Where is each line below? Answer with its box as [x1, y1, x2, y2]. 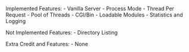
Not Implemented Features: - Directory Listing [5, 29, 118, 36]
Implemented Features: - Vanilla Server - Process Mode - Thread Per [5, 5, 175, 12]
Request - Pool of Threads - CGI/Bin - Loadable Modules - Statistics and [5, 11, 183, 18]
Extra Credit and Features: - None [5, 41, 89, 47]
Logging [5, 18, 26, 24]
